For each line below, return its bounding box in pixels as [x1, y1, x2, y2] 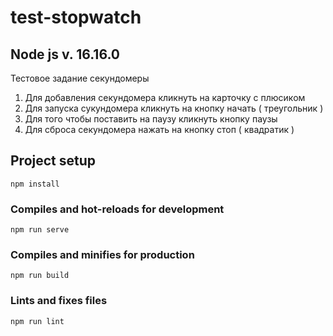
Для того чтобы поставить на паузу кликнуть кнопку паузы [24, 113, 278, 125]
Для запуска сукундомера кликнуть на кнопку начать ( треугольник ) [24, 102, 324, 114]
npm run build [10, 271, 70, 281]
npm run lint [10, 316, 65, 326]
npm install [10, 179, 60, 189]
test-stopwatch [10, 6, 142, 29]
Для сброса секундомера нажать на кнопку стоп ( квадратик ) [24, 124, 295, 135]
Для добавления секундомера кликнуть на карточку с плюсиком [24, 92, 306, 103]
